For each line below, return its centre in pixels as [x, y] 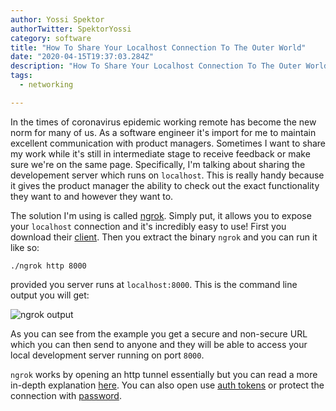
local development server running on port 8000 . [107, 355]
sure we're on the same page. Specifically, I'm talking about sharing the [158, 164]
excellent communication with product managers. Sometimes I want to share [168, 143]
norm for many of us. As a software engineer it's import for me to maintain [163, 132]
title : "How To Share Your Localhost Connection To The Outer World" [158, 47]
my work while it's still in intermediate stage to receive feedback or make [160, 153]
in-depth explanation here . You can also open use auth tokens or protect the [167, 385]
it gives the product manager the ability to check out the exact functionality [165, 185]
